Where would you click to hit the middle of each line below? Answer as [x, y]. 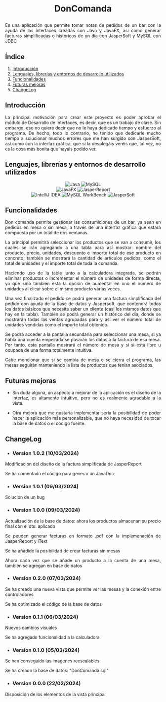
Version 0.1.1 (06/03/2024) [45, 617]
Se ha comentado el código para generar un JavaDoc [60, 473]
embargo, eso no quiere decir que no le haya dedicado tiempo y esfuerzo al [83, 128]
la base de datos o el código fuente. [49, 423]
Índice [15, 57]
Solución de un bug [25, 497]
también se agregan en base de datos [44, 566]
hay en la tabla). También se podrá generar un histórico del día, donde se [83, 314]
